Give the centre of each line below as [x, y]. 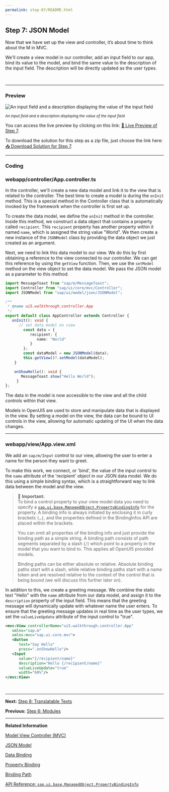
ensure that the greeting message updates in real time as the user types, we [84, 611]
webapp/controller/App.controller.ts [51, 179]
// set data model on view [47, 325]
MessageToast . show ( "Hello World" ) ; [58, 376]
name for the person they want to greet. [47, 460]
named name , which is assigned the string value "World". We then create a [81, 232]
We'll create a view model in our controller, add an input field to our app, [80, 57]
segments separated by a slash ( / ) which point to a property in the [86, 543]
